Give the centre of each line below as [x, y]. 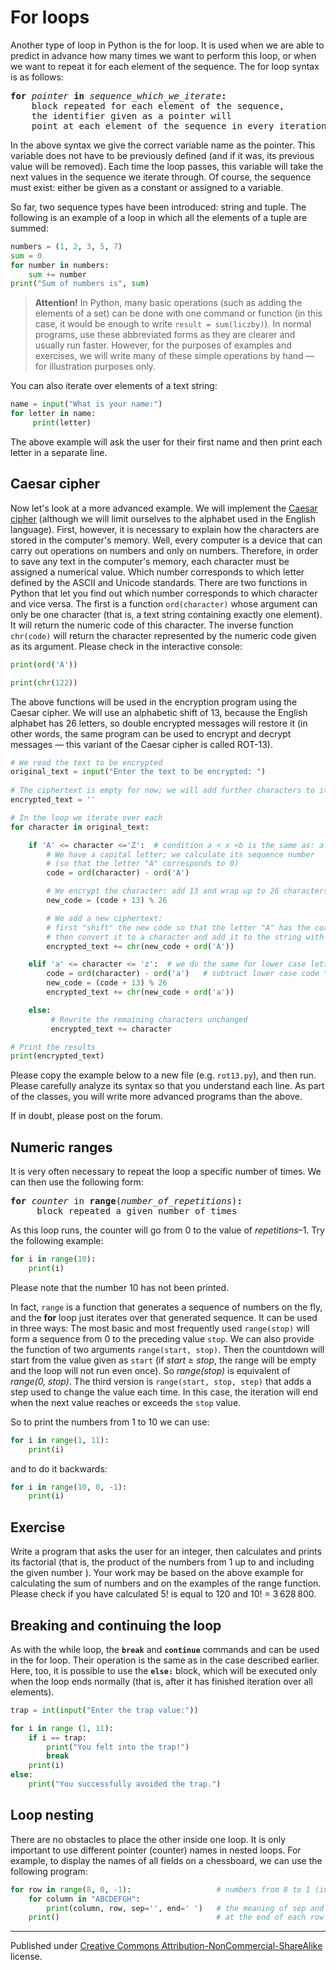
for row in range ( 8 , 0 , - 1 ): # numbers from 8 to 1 [160, 1889]
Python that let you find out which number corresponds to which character [164, 593]
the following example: [57, 1241]
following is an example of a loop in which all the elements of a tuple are [159, 217]
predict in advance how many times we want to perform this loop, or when [163, 55]
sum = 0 [26, 256]
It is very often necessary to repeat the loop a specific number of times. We [166, 1172]
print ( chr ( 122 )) [44, 682]
